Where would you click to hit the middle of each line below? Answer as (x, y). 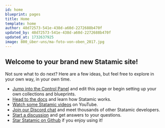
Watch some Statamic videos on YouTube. (55, 104)
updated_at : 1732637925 (30, 38)
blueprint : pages (23, 14)
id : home (14, 10)
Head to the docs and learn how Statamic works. (62, 99)
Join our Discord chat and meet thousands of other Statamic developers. (86, 110)
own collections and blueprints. (44, 94)
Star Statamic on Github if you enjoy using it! (57, 120)
